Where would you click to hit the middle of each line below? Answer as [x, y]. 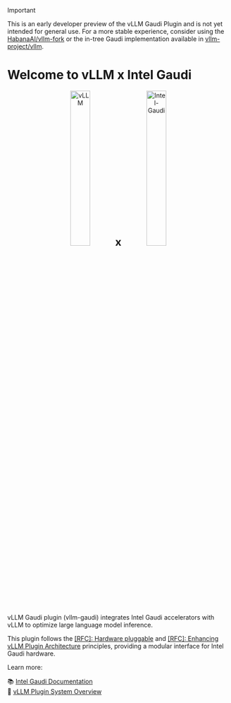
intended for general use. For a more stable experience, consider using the [116, 31]
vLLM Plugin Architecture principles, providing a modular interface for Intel [115, 646]
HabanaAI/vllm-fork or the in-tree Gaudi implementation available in [106, 39]
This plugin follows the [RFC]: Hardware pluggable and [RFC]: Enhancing [113, 638]
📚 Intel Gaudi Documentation [50, 681]
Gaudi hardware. [31, 654]
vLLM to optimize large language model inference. [80, 625]
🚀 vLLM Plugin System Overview [55, 691]
